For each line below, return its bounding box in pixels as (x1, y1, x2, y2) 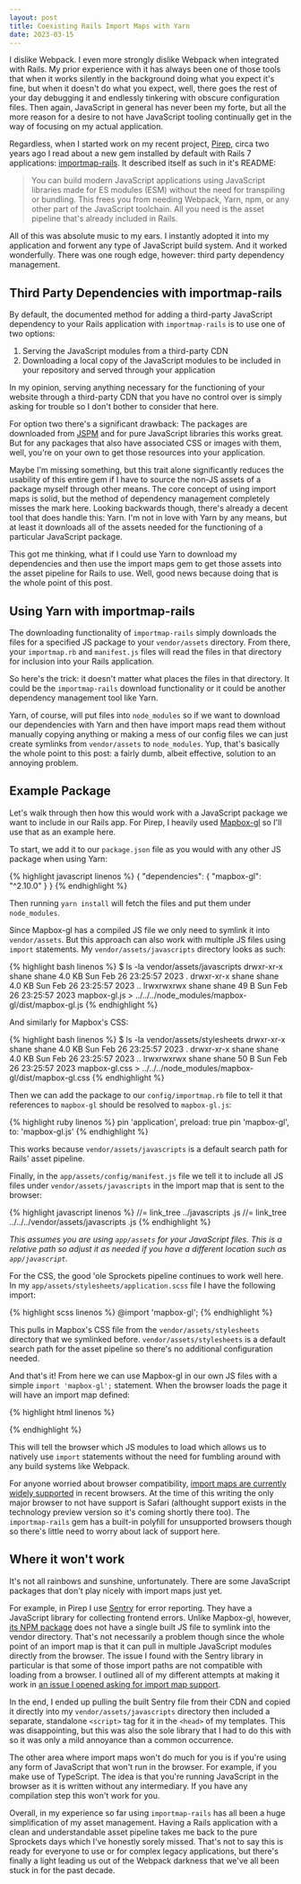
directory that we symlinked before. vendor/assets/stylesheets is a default (9, 1334, 286, 1344)
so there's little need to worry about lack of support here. (9, 1526, 220, 1536)
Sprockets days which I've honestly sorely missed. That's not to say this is (9, 1836, 284, 1846)
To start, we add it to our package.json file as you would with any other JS (9, 843, 282, 854)
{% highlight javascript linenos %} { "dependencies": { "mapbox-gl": (9, 870, 262, 881)
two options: (9, 329, 56, 339)
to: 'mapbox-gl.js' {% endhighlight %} (9, 1126, 150, 1137)
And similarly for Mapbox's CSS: (9, 1017, 129, 1027)
